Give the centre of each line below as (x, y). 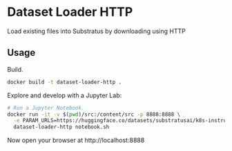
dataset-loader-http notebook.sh (61, 127)
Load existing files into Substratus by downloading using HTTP (97, 31)
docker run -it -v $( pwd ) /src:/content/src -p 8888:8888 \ (94, 114)
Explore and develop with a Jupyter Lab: (65, 95)
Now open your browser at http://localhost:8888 (76, 140)
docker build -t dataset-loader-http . (65, 82)
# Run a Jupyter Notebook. (46, 108)
